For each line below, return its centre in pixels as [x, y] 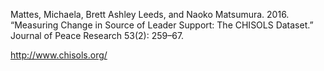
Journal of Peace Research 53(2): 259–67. [97, 35]
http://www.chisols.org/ [59, 55]
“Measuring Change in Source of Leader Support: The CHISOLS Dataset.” [162, 25]
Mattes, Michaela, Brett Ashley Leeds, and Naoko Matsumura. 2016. [150, 14]
